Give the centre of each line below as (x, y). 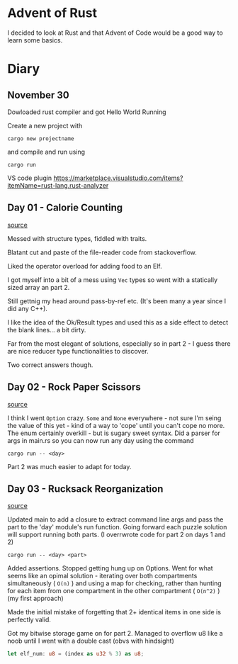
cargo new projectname (41, 139)
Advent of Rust (52, 13)
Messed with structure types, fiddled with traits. (77, 238)
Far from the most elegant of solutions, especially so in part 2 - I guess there (119, 343)
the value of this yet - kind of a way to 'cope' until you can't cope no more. (116, 425)
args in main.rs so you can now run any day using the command (101, 440)
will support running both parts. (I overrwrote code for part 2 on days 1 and (117, 535)
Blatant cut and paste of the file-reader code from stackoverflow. (102, 252)
